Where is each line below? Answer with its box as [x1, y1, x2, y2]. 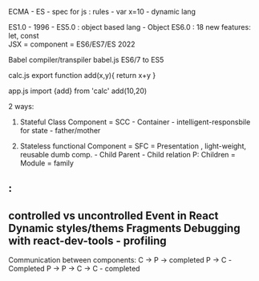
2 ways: [8, 102, 34, 111]
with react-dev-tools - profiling [8, 234, 167, 247]
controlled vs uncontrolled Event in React [8, 209, 219, 222]
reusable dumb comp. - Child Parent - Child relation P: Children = [19, 150, 237, 159]
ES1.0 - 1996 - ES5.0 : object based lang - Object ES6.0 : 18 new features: [8, 22, 251, 31]
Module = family [19, 158, 75, 168]
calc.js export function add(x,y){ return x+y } [8, 71, 156, 79]
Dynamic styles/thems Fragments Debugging [8, 221, 241, 235]
